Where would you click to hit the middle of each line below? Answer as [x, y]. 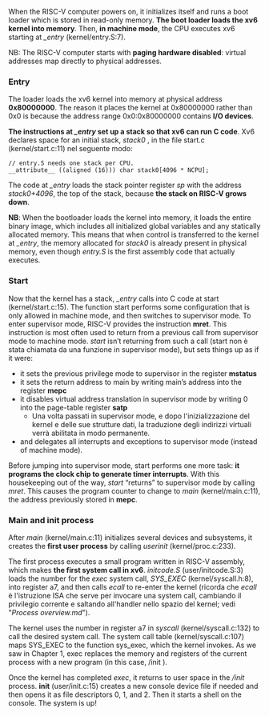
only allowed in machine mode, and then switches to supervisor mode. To [130, 315]
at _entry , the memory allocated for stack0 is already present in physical [127, 243]
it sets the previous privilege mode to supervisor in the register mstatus [139, 373]
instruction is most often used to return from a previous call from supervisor [133, 332]
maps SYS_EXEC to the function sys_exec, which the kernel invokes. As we [132, 645]
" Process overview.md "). [49, 612]
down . [19, 202]
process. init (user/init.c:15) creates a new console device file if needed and [133, 686]
